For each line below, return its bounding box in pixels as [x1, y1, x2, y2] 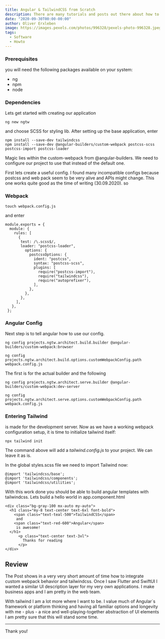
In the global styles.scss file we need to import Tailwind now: [5, 462, 129, 468]
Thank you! [5, 628, 28, 634]
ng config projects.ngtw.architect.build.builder [5, 340, 109, 345]
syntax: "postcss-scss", [33, 260, 84, 266]
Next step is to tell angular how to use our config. [5, 330, 105, 336]
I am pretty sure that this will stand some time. [5, 614, 99, 620]
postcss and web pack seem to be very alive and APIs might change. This [5, 175, 155, 181]
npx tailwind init [5, 439, 43, 444]
